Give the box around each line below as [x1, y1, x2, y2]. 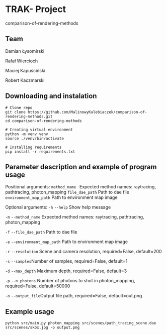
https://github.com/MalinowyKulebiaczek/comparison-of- [27, 109, 147, 115]
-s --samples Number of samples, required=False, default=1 [5, 258, 128, 264]
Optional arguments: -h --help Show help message [5, 204, 111, 210]
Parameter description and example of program [5, 162, 157, 171]
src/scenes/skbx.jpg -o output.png [5, 325, 80, 330]
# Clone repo [5, 105, 33, 110]
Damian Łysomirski [5, 48, 45, 54]
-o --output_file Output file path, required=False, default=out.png [5, 293, 142, 299]
